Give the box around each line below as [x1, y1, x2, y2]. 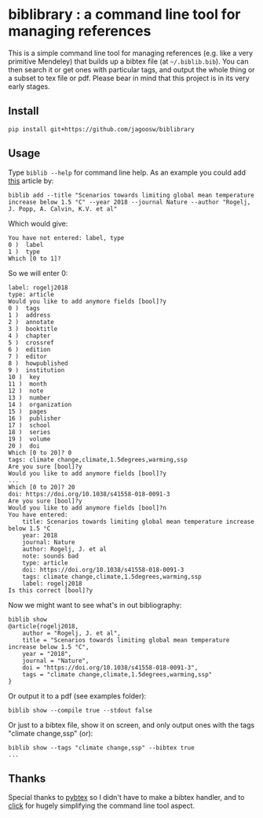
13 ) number [8, 393, 51, 402]
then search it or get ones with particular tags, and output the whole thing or [8, 64, 255, 74]
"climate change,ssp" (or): [8, 728, 93, 738]
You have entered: [8, 510, 68, 518]
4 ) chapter [8, 332, 51, 340]
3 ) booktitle [8, 325, 58, 333]
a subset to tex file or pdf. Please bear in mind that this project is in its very [8, 73, 250, 83]
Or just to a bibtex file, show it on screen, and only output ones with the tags [8, 720, 255, 729]
